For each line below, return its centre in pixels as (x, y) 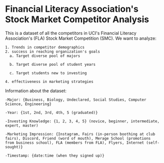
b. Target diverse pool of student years (53, 64)
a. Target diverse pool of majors (45, 56)
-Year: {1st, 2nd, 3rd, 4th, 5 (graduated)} (51, 112)
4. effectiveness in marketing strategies (49, 81)
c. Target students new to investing (48, 73)
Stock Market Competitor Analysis (77, 19)
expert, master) (22, 125)
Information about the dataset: (36, 91)
